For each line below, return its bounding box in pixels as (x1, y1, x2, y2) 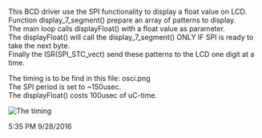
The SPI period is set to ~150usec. (8, 82, 122, 91)
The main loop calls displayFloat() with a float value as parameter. (8, 24, 226, 33)
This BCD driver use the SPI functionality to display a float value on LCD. (8, 7, 247, 16)
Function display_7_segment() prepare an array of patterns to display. (8, 15, 236, 25)
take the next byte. (8, 41, 71, 51)
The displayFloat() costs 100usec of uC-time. (8, 91, 158, 99)
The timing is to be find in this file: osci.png (8, 74, 151, 83)
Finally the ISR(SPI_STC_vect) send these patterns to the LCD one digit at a (8, 50, 255, 59)
